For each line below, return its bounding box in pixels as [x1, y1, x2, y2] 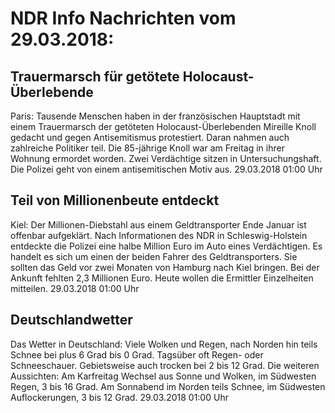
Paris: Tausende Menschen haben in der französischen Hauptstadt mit [10, 110, 301, 122]
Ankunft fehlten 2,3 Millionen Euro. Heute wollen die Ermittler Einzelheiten [10, 272, 314, 284]
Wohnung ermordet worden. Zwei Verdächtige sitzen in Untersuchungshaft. [10, 153, 322, 164]
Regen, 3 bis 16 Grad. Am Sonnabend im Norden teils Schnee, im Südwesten [10, 380, 326, 392]
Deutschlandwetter [10, 312, 133, 329]
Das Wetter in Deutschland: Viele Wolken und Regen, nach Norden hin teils [10, 338, 318, 350]
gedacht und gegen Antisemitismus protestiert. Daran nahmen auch [10, 132, 290, 143]
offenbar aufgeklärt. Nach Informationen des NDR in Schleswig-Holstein [10, 229, 308, 241]
